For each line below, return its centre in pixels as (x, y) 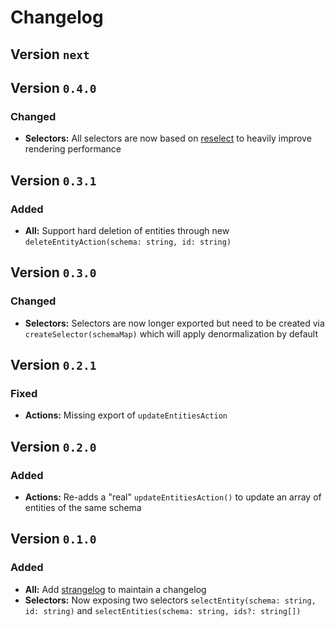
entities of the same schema (83, 508)
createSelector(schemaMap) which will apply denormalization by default (171, 333)
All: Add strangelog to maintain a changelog (115, 589)
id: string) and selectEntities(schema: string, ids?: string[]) (163, 610)
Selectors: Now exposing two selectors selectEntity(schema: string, (170, 600)
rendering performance (73, 149)
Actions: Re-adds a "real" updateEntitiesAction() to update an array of (173, 497)
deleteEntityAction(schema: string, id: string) (128, 242)
